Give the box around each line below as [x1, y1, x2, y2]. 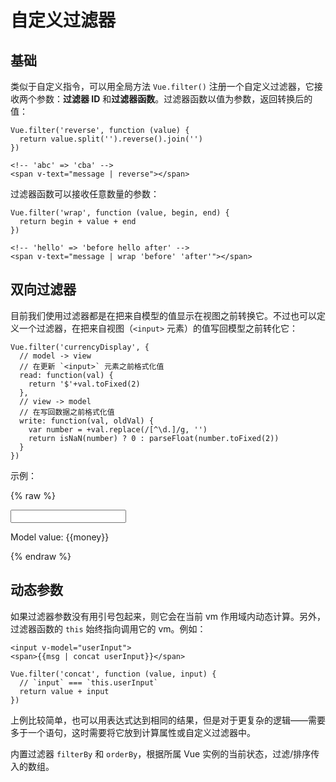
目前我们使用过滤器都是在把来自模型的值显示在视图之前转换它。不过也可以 [10, 309, 317, 321]
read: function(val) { [19, 370, 114, 380]
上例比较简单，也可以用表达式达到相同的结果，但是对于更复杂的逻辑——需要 [10, 714, 326, 726]
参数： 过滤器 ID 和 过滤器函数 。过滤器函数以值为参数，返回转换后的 [36, 93, 313, 105]
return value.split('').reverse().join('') [19, 134, 203, 144]
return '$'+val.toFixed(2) [28, 379, 141, 389]
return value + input [19, 686, 110, 696]
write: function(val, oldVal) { [19, 416, 155, 426]
